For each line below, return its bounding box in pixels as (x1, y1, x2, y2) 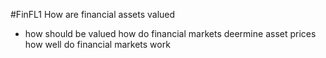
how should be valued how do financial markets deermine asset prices (24, 28, 317, 39)
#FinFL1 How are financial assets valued (10, 9, 176, 20)
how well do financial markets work (24, 39, 171, 50)
